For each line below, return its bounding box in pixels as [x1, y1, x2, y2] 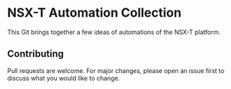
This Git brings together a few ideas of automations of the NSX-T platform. [7, 28, 221, 36]
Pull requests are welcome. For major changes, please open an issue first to [7, 66, 225, 74]
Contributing [7, 48, 64, 60]
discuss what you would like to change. [7, 74, 120, 82]
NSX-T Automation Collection [7, 5, 182, 21]
